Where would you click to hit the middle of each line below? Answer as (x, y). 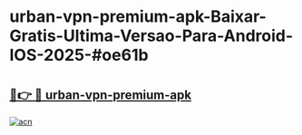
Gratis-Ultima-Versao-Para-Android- (151, 36)
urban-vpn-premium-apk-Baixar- (138, 17)
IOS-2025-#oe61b (79, 55)
